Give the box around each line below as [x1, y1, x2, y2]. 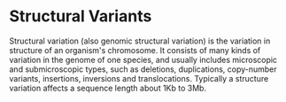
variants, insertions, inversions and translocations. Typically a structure [9, 73, 269, 83]
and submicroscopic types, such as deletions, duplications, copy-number [9, 64, 277, 75]
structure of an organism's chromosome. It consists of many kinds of [9, 44, 261, 55]
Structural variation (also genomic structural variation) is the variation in [9, 35, 271, 46]
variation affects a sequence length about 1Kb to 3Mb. [9, 82, 206, 93]
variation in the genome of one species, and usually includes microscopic [9, 54, 277, 65]
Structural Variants [9, 6, 152, 27]
